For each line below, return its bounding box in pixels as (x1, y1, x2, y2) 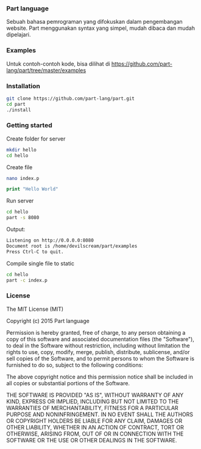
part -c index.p (6, 277, 48, 284)
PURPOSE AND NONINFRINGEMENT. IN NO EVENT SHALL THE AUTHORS (6, 411, 194, 418)
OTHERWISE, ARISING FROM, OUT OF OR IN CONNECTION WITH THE (6, 430, 184, 437)
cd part (6, 101, 26, 107)
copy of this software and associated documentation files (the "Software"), (6, 335, 195, 343)
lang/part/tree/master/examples (6, 66, 86, 74)
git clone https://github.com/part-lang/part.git (6, 96, 135, 102)
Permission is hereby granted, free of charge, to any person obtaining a (6, 329, 186, 336)
